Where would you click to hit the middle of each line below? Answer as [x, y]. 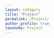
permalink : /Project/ [27, 19]
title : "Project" [23, 14]
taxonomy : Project [24, 28]
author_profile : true [27, 23]
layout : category [23, 10]
